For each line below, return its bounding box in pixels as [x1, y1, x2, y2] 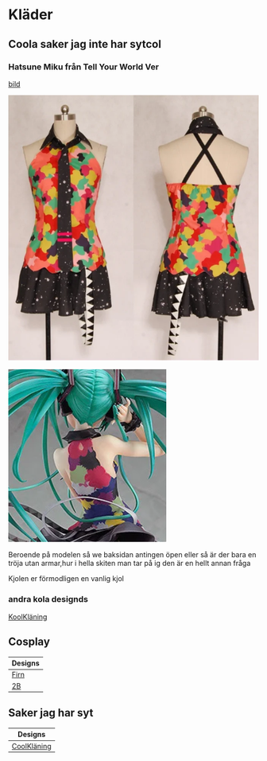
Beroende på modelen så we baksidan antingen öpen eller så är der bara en [8, 550, 257, 560]
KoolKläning [8, 611, 48, 622]
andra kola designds [8, 594, 89, 605]
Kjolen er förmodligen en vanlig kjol [8, 574, 125, 583]
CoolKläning [11, 741, 52, 751]
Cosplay [8, 635, 50, 649]
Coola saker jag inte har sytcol [8, 37, 161, 51]
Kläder [8, 6, 53, 24]
